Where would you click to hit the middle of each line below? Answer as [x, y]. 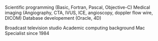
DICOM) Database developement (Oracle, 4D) [53, 18]
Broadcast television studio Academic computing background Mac [75, 28]
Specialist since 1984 [27, 33]
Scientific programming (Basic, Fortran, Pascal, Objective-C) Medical [77, 7]
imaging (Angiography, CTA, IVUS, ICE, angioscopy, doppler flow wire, [79, 13]
